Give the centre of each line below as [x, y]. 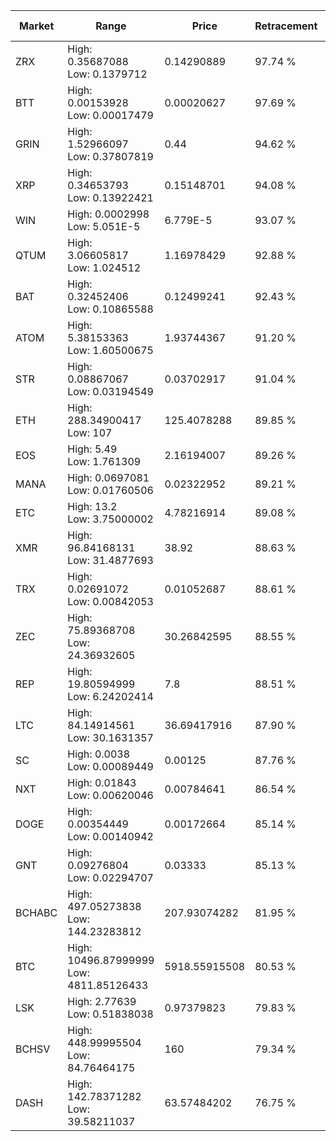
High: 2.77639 [102, 1001]
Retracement [286, 26]
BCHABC [36, 912]
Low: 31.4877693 [110, 560]
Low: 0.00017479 [110, 115]
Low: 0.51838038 [110, 1014]
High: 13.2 [92, 506]
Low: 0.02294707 [110, 877]
